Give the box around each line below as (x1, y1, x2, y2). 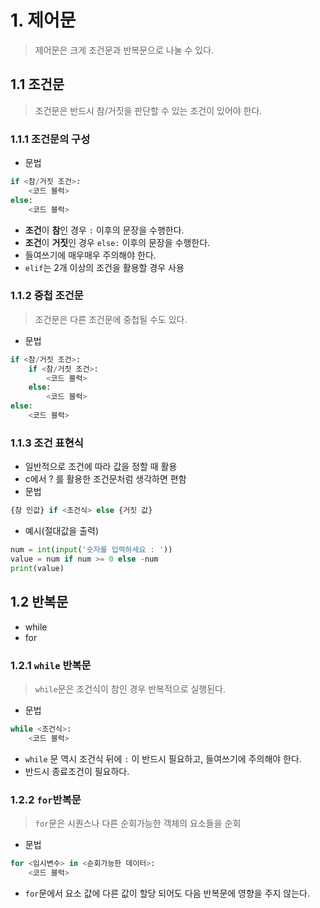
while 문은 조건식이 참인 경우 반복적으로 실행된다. (34, 682, 227, 695)
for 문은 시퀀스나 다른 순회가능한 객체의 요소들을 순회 (34, 817, 242, 829)
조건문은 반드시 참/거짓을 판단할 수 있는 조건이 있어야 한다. (34, 104, 263, 116)
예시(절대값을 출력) (24, 525, 99, 537)
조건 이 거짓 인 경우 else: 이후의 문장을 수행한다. (24, 236, 211, 248)
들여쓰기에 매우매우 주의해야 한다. (24, 249, 157, 261)
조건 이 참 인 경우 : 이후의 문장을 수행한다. (24, 224, 185, 236)
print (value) (10, 563, 65, 573)
